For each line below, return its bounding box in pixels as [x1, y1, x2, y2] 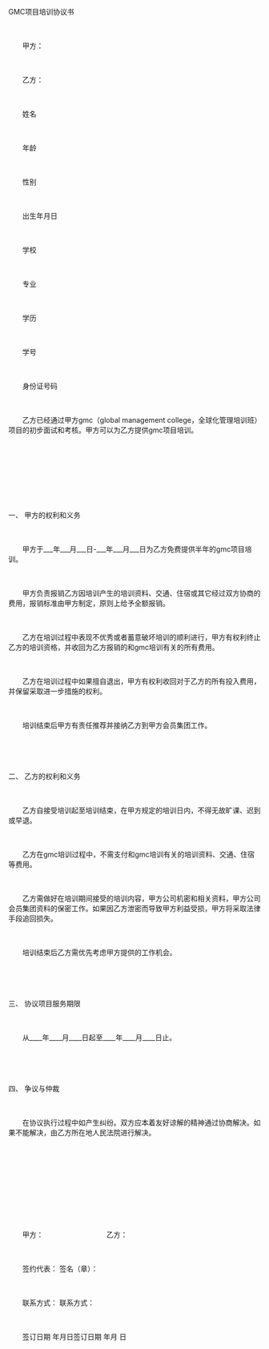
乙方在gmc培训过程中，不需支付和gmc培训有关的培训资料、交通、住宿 [22, 849, 255, 859]
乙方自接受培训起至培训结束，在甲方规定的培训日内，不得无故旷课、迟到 [22, 805, 261, 815]
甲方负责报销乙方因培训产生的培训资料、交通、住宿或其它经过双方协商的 [22, 588, 261, 598]
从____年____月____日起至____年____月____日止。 [22, 1033, 177, 1042]
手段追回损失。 [8, 913, 58, 923]
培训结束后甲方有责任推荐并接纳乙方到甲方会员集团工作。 [22, 721, 212, 730]
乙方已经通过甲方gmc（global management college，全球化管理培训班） [22, 416, 259, 424]
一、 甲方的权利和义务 [8, 511, 81, 520]
